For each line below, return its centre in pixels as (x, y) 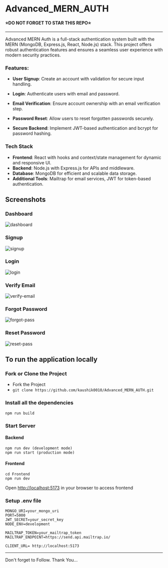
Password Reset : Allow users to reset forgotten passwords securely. (83, 118)
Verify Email (20, 285)
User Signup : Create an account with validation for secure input (78, 79)
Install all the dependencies (39, 403)
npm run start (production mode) (40, 453)
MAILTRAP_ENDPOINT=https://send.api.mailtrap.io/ (58, 538)
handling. (22, 84)
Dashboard (19, 214)
